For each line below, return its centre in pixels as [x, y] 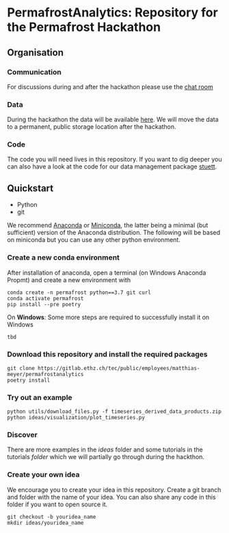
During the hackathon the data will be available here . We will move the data [113, 120]
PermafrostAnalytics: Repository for [113, 13]
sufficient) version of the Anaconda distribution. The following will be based [114, 233]
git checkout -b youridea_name [52, 517]
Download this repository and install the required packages [107, 354]
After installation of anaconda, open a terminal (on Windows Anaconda [107, 273]
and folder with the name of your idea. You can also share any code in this [112, 497]
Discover [22, 435]
